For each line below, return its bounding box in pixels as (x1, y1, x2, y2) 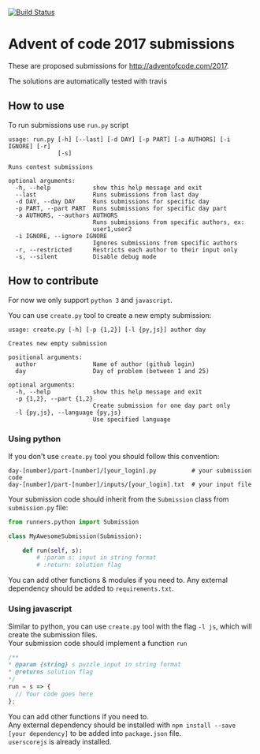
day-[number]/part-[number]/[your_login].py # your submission (8, 466, 252, 475)
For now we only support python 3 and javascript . (8, 295, 173, 304)
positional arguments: (8, 353, 83, 361)
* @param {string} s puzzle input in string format (8, 661, 181, 669)
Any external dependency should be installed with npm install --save (8, 720, 236, 730)
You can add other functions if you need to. (8, 711, 150, 721)
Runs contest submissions (8, 162, 93, 171)
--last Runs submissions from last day (15, 190, 199, 199)
